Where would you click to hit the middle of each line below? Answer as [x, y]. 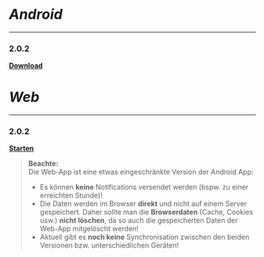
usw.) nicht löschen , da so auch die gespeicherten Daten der [139, 220]
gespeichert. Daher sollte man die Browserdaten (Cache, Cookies [146, 212]
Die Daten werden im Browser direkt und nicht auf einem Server [143, 204]
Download [26, 66]
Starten [22, 148]
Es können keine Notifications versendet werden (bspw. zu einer [144, 187]
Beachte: [43, 164]
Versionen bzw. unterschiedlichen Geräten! [109, 245]
